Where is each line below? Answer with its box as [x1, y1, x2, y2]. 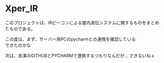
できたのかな [5, 42, 31, 48]
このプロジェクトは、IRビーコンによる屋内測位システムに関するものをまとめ [5, 20, 160, 25]
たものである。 [5, 25, 35, 32]
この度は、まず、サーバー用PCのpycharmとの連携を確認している [5, 36, 136, 42]
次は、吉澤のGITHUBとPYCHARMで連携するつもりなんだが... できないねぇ [5, 52, 156, 59]
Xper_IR [5, 3, 38, 14]
